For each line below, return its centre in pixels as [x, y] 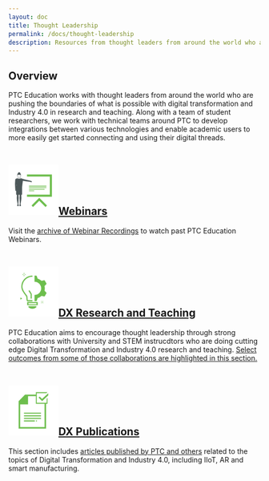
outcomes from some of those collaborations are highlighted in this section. [133, 358]
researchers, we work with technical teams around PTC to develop [118, 121]
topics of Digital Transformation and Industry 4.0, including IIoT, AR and [126, 459]
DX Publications [99, 432]
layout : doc [28, 17]
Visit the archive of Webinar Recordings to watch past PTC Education [122, 230]
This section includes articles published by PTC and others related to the [128, 451]
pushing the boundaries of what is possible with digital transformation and [131, 103]
